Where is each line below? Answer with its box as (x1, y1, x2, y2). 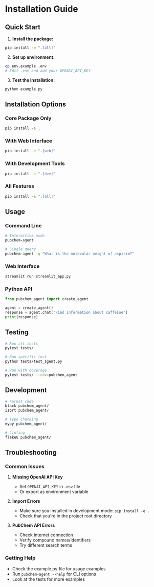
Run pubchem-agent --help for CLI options (12, 571, 96, 577)
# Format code (5, 399, 34, 404)
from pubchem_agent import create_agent (5, 297, 89, 302)
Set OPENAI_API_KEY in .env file (19, 484, 81, 490)
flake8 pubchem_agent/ (5, 435, 51, 440)
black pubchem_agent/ (5, 403, 49, 408)
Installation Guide (5, 3, 78, 15)
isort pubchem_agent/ (5, 408, 49, 413)
